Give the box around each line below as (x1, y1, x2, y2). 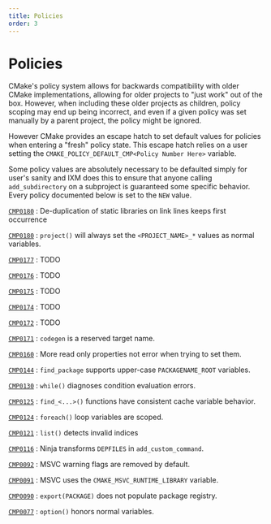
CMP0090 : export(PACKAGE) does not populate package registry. (8, 491, 217, 500)
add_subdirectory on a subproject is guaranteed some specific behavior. (8, 182, 251, 192)
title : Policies (8, 11, 63, 20)
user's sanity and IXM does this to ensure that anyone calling (8, 173, 213, 183)
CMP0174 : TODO (8, 302, 61, 312)
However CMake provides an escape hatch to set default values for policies (8, 132, 261, 141)
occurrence (8, 214, 47, 224)
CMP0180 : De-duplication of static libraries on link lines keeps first (8, 206, 226, 216)
